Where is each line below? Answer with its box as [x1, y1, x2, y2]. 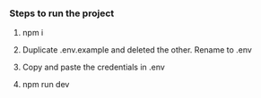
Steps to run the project [9, 7, 115, 20]
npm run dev [22, 79, 70, 90]
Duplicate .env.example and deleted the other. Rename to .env [22, 45, 253, 55]
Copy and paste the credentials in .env [22, 61, 166, 73]
